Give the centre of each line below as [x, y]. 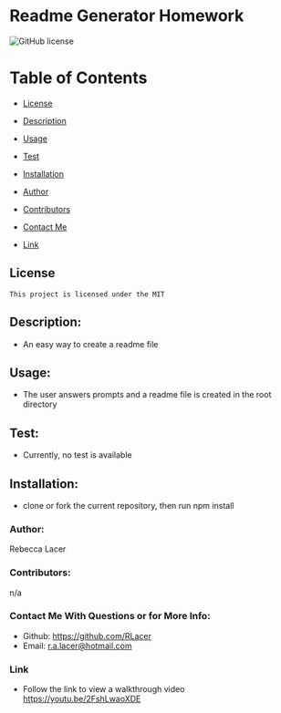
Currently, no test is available [77, 455]
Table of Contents [78, 78]
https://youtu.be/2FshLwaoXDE [82, 699]
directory [40, 404]
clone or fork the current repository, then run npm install [128, 505]
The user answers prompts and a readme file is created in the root [147, 395]
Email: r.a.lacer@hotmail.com [77, 646]
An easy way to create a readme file [90, 344]
